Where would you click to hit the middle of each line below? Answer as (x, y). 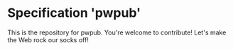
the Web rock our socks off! (48, 39)
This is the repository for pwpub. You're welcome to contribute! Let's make (117, 32)
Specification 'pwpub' (74, 13)
